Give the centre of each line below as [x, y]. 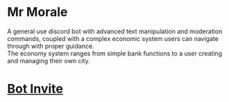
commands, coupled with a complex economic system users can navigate [113, 38]
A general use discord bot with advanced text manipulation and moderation [115, 31]
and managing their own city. [49, 60]
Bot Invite [35, 89]
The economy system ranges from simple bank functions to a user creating [115, 53]
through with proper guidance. [51, 46]
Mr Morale [37, 12]
